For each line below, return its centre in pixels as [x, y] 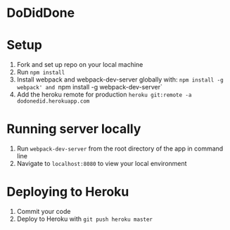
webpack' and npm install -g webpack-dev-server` [89, 87]
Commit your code [44, 211]
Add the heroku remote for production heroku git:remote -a [104, 95]
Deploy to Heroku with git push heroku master [84, 219]
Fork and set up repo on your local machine [80, 65]
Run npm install [41, 72]
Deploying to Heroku [68, 192]
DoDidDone [41, 13]
